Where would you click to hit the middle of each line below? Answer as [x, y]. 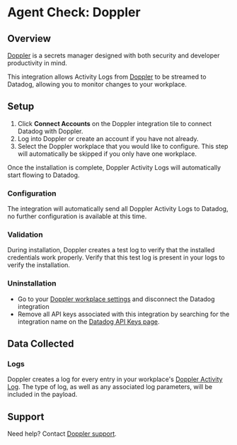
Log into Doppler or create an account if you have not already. [108, 138]
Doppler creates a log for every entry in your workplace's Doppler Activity [115, 379]
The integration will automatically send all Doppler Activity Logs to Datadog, [118, 209]
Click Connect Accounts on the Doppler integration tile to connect [115, 123]
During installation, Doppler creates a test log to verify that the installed [111, 250]
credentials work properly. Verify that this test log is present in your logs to [116, 258]
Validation [25, 235]
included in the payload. [42, 395]
